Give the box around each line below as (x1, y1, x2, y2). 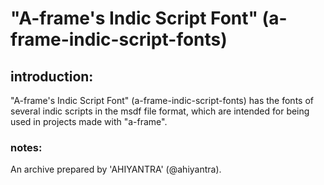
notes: (10, 140, 43, 154)
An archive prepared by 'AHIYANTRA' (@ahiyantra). (10, 163, 222, 176)
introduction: (10, 68, 94, 85)
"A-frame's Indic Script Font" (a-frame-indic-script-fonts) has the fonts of (10, 95, 314, 106)
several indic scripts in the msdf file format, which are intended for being (10, 105, 310, 117)
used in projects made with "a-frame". (10, 116, 168, 127)
